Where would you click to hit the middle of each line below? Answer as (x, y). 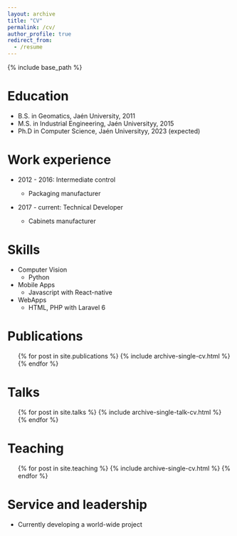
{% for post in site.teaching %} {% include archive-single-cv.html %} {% (124, 468)
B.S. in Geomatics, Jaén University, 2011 (76, 115)
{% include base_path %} (45, 67)
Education (38, 96)
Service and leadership (77, 504)
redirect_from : (30, 41)
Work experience (59, 160)
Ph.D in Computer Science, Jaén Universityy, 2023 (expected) (109, 131)
